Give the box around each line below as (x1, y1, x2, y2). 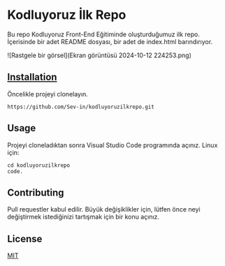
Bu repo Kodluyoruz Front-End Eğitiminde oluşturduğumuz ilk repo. (7, 30, 201, 38)
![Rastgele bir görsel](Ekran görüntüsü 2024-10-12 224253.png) (7, 51, 192, 59)
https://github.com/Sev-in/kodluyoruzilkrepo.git (7, 103, 155, 110)
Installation (7, 71, 57, 83)
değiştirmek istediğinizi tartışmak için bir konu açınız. (7, 213, 159, 221)
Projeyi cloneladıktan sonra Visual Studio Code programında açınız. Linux (7, 140, 218, 149)
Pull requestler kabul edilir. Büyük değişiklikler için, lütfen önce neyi (7, 205, 201, 214)
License (7, 232, 43, 244)
